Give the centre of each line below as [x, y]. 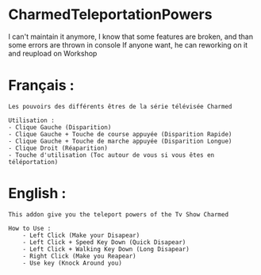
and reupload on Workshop [53, 53]
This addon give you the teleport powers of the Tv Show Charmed [118, 214]
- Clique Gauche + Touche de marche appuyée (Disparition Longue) [120, 141]
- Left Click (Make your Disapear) [81, 235]
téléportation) [33, 162]
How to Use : [30, 228]
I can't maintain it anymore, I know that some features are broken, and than [131, 36]
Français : [41, 86]
